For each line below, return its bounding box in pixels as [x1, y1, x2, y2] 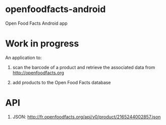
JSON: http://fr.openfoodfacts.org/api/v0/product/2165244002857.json [12, 113, 161, 119]
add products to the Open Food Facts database [12, 79, 111, 85]
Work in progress [5, 38, 79, 49]
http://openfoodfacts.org [12, 70, 65, 76]
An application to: [5, 54, 42, 60]
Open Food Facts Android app [5, 20, 68, 26]
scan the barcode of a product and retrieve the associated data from [12, 64, 155, 70]
